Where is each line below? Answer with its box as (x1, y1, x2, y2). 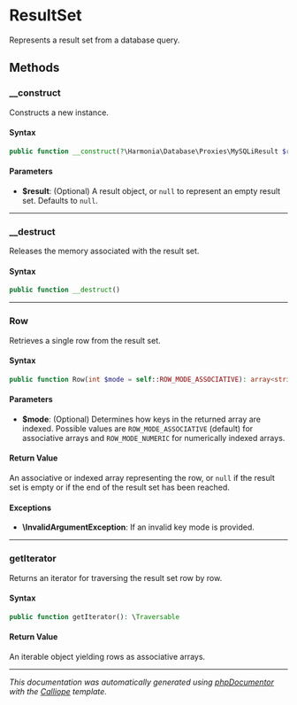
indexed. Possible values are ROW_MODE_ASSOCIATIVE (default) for (21, 422, 254, 434)
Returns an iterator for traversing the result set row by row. (9, 572, 223, 583)
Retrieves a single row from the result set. (9, 335, 161, 345)
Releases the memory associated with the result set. (9, 245, 200, 257)
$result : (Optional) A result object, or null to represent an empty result (21, 185, 281, 196)
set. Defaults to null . (21, 195, 99, 205)
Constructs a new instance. (9, 107, 109, 118)
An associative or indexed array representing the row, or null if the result (9, 473, 276, 484)
